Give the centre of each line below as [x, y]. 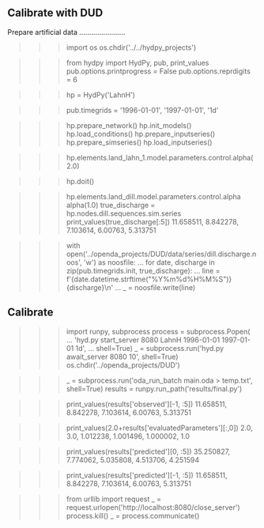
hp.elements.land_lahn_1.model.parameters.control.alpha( [160, 157]
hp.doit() [80, 181]
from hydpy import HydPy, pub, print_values [138, 62]
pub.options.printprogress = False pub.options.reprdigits [158, 71]
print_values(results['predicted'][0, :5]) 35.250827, [148, 451]
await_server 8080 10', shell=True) [122, 356]
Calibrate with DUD [55, 13]
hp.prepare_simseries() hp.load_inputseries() [139, 142]
